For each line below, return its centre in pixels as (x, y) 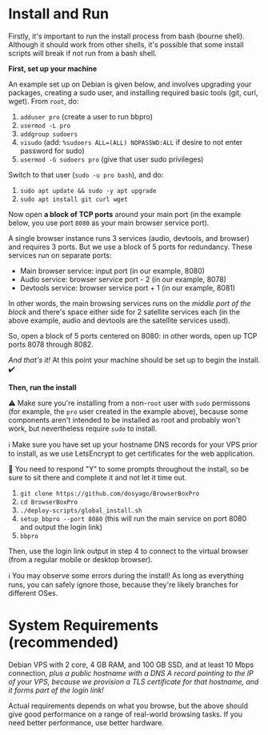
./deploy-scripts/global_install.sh (81, 510)
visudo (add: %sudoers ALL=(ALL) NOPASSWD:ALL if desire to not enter (131, 142)
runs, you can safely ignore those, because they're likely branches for (123, 584)
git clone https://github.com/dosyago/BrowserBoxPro (110, 493)
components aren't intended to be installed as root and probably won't (124, 420)
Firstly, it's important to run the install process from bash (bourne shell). (127, 36)
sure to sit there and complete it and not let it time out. (98, 477)
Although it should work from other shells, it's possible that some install (126, 44)
